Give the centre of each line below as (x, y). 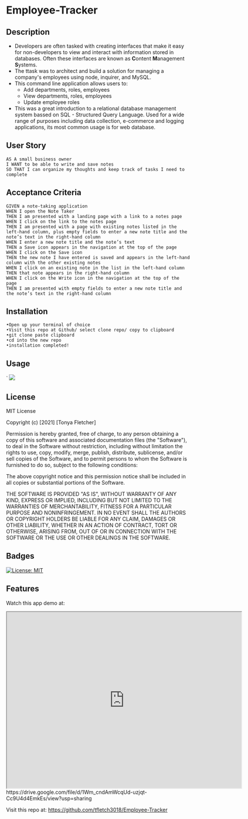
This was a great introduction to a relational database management (95, 108)
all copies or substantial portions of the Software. (65, 483)
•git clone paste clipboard (40, 335)
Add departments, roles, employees (67, 90)
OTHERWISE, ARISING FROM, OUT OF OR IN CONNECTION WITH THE (91, 532)
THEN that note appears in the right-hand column (68, 273)
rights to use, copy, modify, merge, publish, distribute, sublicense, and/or (94, 452)
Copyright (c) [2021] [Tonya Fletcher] (51, 422)
